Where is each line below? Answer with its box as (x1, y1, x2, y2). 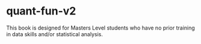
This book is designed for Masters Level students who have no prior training (6, 24, 196, 31)
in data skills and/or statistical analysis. (6, 30, 104, 37)
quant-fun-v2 (6, 4, 76, 18)
